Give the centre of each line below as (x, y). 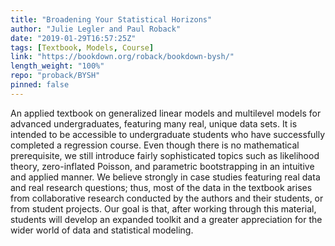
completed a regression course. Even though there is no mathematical (155, 145)
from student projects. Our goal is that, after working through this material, (163, 208)
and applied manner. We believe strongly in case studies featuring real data (165, 177)
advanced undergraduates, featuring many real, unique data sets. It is (154, 123)
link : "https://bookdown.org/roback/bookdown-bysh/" (122, 57)
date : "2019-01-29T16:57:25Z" (73, 38)
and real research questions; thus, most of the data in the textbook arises (161, 187)
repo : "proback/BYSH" (55, 76)
